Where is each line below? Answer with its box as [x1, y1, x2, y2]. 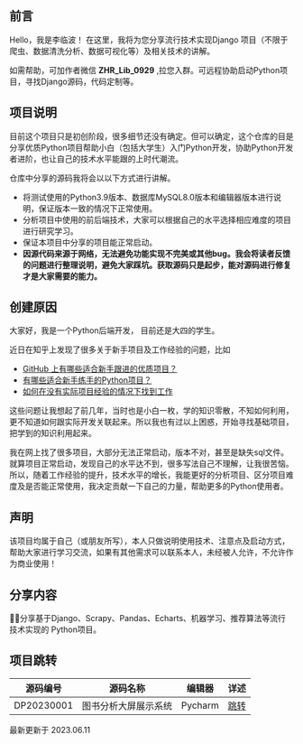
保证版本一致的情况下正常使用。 [38, 202, 158, 214]
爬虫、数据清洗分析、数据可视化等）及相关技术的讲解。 [9, 45, 215, 56]
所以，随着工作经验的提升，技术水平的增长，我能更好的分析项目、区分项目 [9, 470, 286, 480]
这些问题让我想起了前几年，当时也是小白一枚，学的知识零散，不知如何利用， [9, 405, 294, 416]
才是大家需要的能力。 [22, 270, 102, 282]
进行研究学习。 [22, 225, 78, 237]
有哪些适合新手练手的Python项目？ [22, 375, 152, 386]
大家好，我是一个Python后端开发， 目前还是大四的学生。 [9, 325, 220, 336]
